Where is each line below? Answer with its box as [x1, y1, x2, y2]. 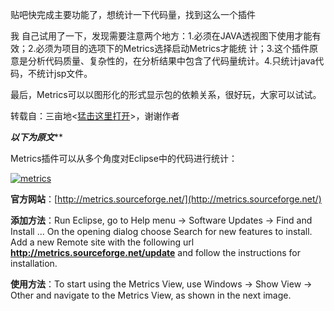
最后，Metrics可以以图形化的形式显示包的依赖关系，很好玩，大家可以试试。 [10, 89, 322, 100]
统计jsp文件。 [36, 68, 93, 79]
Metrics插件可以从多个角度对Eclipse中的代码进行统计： [10, 153, 238, 164]
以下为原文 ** [10, 131, 64, 143]
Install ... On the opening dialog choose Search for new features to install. [10, 226, 313, 237]
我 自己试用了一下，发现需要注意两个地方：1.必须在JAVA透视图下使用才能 [10, 30, 313, 42]
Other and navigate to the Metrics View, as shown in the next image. [10, 289, 292, 301]
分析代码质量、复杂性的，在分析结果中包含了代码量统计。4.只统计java [27, 55, 316, 67]
